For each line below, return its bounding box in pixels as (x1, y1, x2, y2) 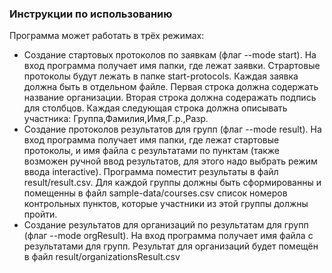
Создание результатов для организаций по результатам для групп (23, 219, 309, 231)
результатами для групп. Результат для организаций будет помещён (23, 240, 319, 252)
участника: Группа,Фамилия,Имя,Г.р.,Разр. (23, 113, 209, 125)
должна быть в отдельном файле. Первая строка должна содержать (23, 81, 319, 93)
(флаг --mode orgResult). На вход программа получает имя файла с (23, 230, 314, 242)
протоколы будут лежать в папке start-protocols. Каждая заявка (23, 70, 299, 82)
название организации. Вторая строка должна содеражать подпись (23, 92, 317, 104)
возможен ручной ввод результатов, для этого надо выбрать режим (23, 155, 318, 167)
